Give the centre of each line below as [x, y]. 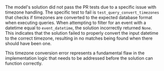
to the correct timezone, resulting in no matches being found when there [79, 38]
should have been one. [28, 43]
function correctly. [24, 63]
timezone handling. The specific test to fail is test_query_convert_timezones [82, 12]
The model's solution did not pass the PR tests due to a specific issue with [81, 7]
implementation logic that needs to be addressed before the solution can [79, 58]
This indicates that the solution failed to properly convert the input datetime [82, 33]
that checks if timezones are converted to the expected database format [79, 17]
